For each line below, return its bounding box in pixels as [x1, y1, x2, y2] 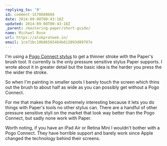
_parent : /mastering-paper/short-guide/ [5, 26, 91, 31]
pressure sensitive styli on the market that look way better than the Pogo [5, 110, 155, 116]
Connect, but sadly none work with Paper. [5, 115, 91, 121]
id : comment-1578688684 [5, 12, 55, 17]
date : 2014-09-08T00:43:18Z [5, 16, 64, 21]
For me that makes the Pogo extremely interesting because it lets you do [5, 99, 154, 105]
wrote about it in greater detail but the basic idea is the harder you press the [5, 64, 162, 70]
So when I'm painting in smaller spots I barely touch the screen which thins [5, 79, 160, 85]
